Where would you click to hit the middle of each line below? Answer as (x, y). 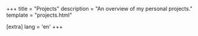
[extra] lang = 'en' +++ (35, 27)
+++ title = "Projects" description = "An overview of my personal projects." (99, 9)
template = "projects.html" (39, 15)
